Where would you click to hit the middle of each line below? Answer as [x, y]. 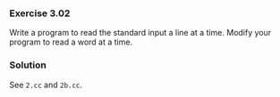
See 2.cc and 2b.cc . [46, 85]
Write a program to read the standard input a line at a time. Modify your [140, 33]
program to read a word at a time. [71, 42]
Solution [28, 65]
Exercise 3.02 [40, 13]
